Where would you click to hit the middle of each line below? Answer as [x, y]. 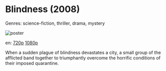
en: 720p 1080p [22, 43]
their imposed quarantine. [32, 63]
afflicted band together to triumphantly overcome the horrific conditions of [83, 58]
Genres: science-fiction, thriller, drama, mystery [55, 23]
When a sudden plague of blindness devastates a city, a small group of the [83, 52]
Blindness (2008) [43, 9]
